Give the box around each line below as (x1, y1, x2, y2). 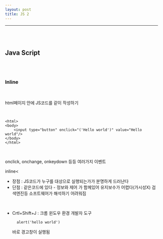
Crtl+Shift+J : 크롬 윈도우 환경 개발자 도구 (12, 210, 92, 216)
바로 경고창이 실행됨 (12, 229, 50, 235)
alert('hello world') (16, 220, 61, 224)
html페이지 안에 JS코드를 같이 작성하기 (5, 100, 79, 106)
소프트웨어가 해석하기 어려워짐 (29, 190, 86, 196)
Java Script (5, 48, 40, 57)
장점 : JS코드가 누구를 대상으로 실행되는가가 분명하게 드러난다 (12, 178, 129, 184)
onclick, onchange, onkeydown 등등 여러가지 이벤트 (5, 159, 106, 164)
